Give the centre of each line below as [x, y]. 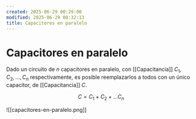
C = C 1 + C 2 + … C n [101, 97]
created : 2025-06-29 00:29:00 [44, 12]
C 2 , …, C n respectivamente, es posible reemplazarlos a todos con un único [98, 78]
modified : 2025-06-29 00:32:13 [45, 17]
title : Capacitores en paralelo [47, 23]
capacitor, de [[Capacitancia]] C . [47, 85]
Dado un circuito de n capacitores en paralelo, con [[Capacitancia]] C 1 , [94, 70]
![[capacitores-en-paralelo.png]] [47, 109]
